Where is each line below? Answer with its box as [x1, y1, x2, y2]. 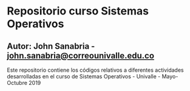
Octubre [7, 80, 28, 86]
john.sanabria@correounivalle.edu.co [7, 50, 154, 61]
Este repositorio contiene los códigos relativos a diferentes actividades [7, 66, 184, 74]
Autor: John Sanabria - [7, 41, 95, 51]
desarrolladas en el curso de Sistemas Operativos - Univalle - [7, 73, 161, 80]
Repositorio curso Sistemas [7, 4, 149, 18]
